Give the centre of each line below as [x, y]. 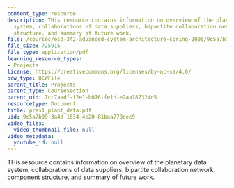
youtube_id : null [39, 143]
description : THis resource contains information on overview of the [110, 20]
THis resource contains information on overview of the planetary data [107, 162]
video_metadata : [31, 136]
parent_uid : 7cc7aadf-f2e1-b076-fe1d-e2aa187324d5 [82, 98]
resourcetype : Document [42, 104]
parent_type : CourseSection [48, 91]
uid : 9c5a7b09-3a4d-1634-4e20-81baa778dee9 [71, 117]
